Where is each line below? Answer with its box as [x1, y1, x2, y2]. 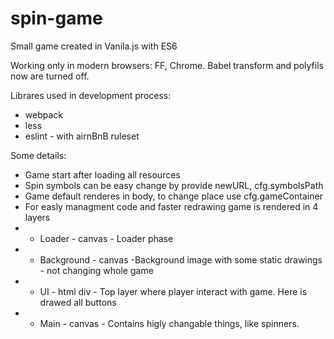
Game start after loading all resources [24, 168, 181, 181]
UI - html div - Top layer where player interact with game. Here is [39, 285, 308, 297]
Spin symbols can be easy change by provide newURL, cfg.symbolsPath [24, 179, 324, 191]
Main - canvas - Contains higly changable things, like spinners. [39, 317, 300, 329]
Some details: [10, 149, 67, 161]
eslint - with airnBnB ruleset [24, 130, 140, 142]
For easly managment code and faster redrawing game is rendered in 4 [24, 200, 319, 212]
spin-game [10, 7, 103, 30]
